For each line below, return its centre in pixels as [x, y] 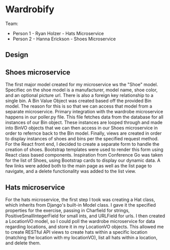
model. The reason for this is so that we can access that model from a [79, 106]
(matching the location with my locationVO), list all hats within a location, [81, 237]
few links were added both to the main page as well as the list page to [79, 166]
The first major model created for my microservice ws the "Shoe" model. [82, 85]
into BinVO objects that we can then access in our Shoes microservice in [82, 128]
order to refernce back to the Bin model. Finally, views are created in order [83, 133]
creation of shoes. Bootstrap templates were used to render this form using [84, 149]
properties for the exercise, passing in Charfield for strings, [68, 210]
